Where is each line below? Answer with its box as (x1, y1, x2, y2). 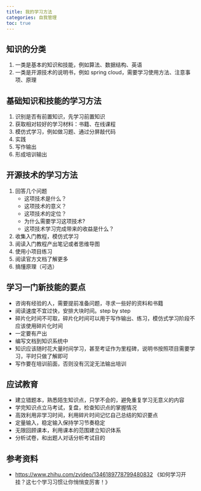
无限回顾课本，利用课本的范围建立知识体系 (14, 427, 121, 434)
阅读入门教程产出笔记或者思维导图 (14, 240, 100, 247)
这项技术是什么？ (24, 195, 67, 202)
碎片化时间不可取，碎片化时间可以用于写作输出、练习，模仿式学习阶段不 (14, 314, 195, 322)
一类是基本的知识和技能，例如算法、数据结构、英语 (14, 61, 142, 68)
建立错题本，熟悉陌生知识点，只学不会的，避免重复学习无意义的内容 (14, 397, 185, 404)
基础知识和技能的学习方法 (6, 96, 101, 106)
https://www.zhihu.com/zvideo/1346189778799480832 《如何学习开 (14, 471, 187, 478)
